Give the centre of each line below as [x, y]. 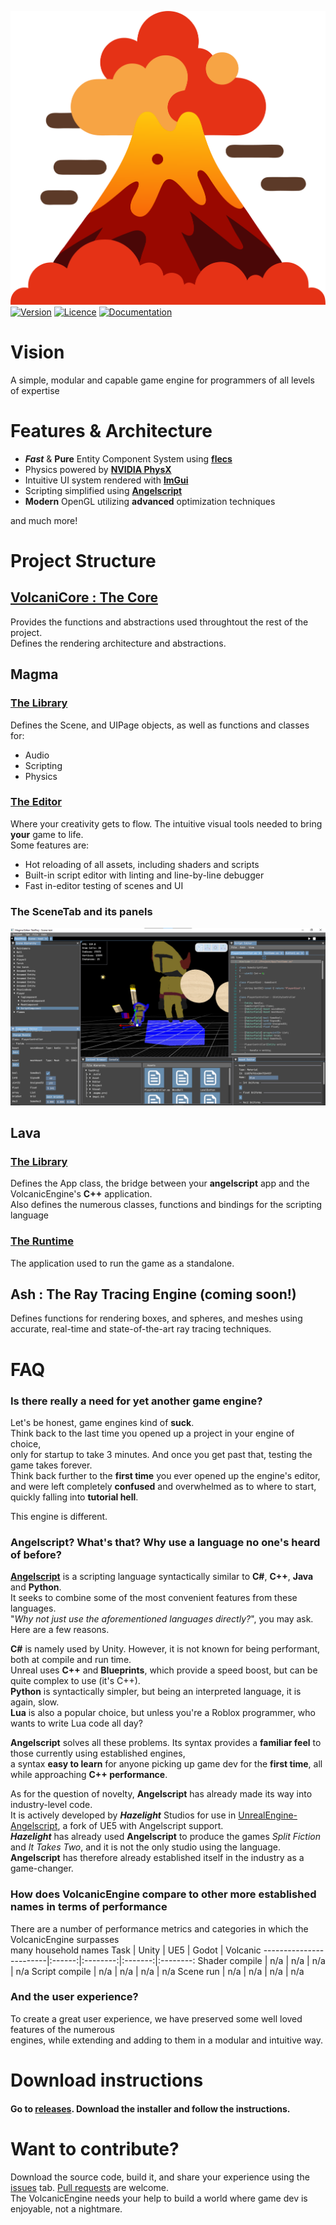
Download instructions [107, 2080]
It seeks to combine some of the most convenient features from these [154, 1598]
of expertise [35, 390]
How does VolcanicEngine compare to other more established [163, 1894]
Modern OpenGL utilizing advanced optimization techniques [150, 501]
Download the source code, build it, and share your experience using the [160, 2177]
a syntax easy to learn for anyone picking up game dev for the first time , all [166, 1764]
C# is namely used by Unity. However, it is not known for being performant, [165, 1649]
